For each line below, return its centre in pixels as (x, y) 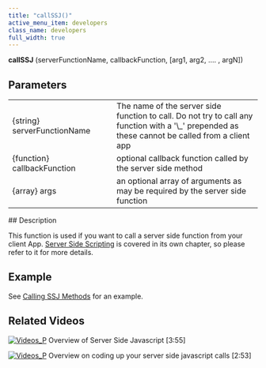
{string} (26, 121)
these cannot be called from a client (183, 136)
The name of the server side (169, 106)
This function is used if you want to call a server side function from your (125, 236)
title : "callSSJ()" (40, 15)
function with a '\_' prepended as (177, 126)
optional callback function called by (182, 159)
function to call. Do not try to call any (184, 116)
